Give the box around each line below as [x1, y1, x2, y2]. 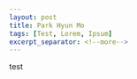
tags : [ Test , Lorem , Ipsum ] [9, 29, 113, 38]
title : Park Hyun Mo [9, 21, 86, 30]
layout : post [9, 12, 57, 22]
